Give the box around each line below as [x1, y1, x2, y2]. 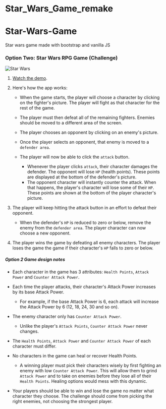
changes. [19, 328, 39, 335]
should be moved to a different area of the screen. [19, 120, 122, 126]
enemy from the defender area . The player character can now [19, 225, 146, 231]
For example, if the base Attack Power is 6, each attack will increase [19, 298, 159, 305]
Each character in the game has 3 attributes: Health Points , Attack [12, 269, 149, 275]
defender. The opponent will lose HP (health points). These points [27, 169, 160, 175]
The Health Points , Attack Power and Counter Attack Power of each [12, 338, 151, 344]
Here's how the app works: [12, 85, 68, 91]
